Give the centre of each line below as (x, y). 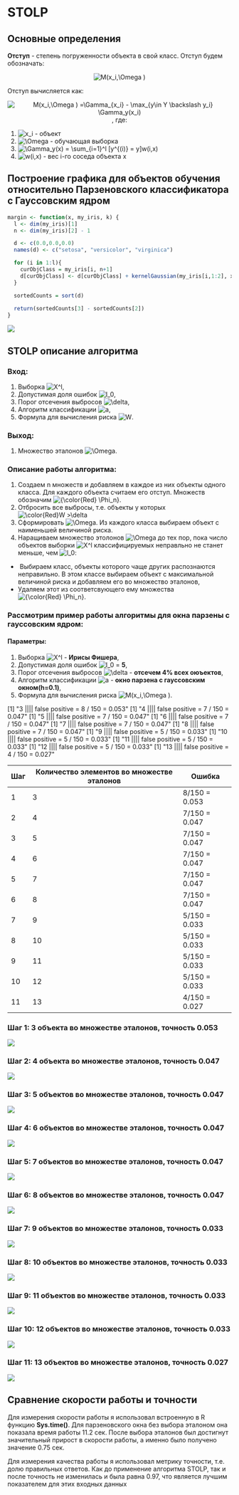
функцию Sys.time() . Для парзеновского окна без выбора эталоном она (117, 1425)
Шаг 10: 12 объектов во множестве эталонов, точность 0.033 (119, 1329)
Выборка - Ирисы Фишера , (68, 657)
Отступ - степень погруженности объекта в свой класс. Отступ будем (115, 56)
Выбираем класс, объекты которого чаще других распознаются (117, 567)
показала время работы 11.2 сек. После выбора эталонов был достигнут (118, 1432)
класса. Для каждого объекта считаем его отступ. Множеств (111, 493)
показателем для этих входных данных (67, 1484)
